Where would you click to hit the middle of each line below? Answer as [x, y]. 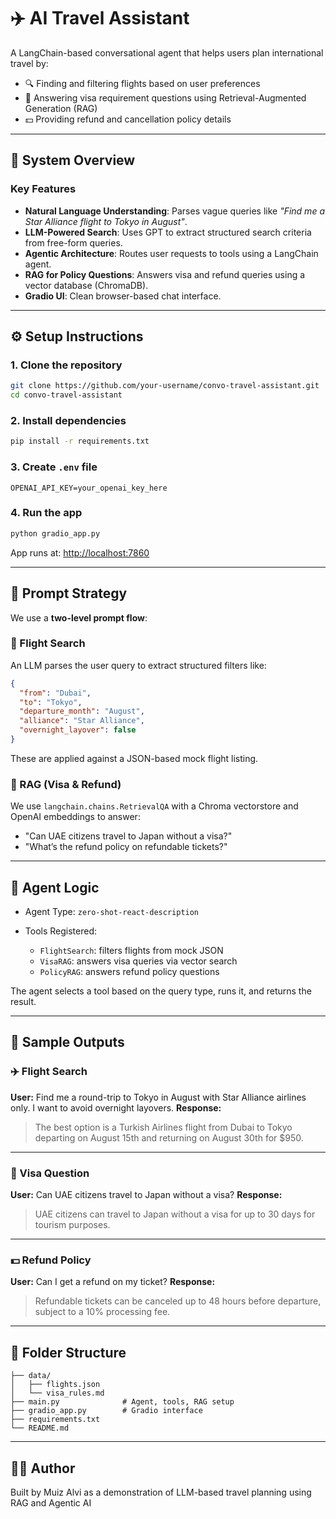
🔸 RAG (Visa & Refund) [66, 784]
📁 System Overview [73, 160]
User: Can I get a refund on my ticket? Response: [113, 1282]
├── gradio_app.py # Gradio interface [106, 1411]
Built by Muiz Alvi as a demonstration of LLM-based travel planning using [161, 1492]
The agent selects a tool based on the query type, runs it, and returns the [161, 991]
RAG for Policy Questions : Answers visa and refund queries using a [165, 274]
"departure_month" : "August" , [82, 711]
